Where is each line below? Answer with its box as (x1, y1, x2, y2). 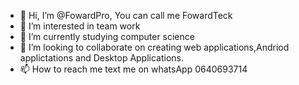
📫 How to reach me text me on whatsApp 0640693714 (19, 63, 248, 75)
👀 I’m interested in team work (19, 20, 141, 32)
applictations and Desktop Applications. (19, 52, 185, 64)
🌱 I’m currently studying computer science (19, 31, 195, 42)
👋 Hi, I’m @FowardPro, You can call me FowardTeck (19, 10, 233, 21)
